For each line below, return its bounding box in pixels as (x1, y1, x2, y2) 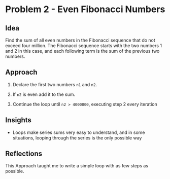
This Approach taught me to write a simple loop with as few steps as (5, 163, 149, 169)
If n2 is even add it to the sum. (12, 91, 76, 97)
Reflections (5, 150, 43, 158)
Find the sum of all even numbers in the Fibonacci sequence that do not (5, 37, 156, 43)
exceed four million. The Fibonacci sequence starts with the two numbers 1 (5, 43, 162, 49)
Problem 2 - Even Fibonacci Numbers (5, 4, 165, 15)
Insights (5, 116, 32, 125)
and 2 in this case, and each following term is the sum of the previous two (5, 48, 160, 54)
